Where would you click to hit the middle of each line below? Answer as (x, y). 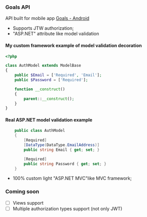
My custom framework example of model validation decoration (73, 45)
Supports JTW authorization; (43, 28)
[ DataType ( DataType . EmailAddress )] (62, 145)
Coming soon (22, 192)
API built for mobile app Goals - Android (47, 18)
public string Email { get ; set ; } (62, 150)
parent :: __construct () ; (49, 98)
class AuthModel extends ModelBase (43, 66)
